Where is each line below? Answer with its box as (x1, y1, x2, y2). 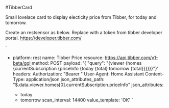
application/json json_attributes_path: (26, 76, 105, 82)
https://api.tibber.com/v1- (104, 55, 158, 61)
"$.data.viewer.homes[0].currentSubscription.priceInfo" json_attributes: (12, 82, 164, 88)
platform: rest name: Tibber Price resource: (12, 55, 104, 61)
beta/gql (12, 60, 31, 66)
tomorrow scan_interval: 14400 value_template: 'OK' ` (20, 97, 133, 103)
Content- (145, 71, 164, 77)
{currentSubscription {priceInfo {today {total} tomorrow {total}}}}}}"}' (12, 66, 159, 71)
